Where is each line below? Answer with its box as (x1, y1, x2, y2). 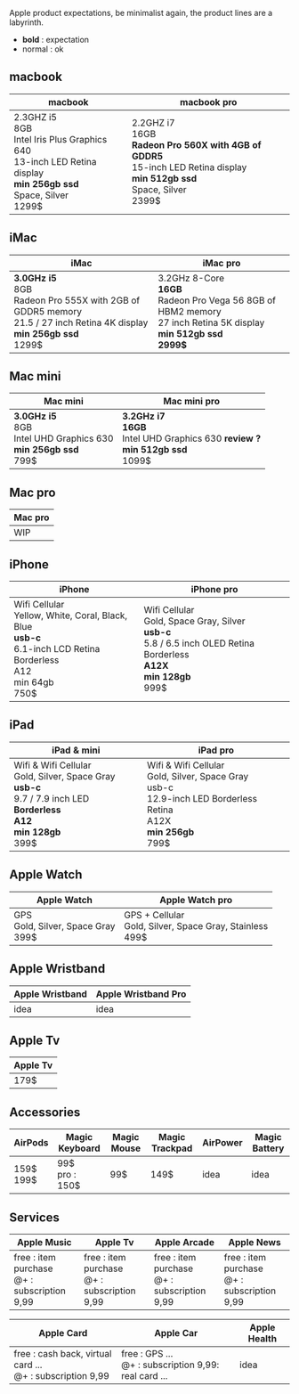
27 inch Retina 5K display (158, 316, 265, 329)
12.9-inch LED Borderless (146, 792, 258, 804)
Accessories (9, 1105, 81, 1120)
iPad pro (198, 744, 234, 756)
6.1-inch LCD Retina (13, 643, 101, 656)
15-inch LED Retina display (132, 160, 247, 173)
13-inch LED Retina (13, 155, 97, 167)
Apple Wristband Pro (95, 988, 187, 1000)
